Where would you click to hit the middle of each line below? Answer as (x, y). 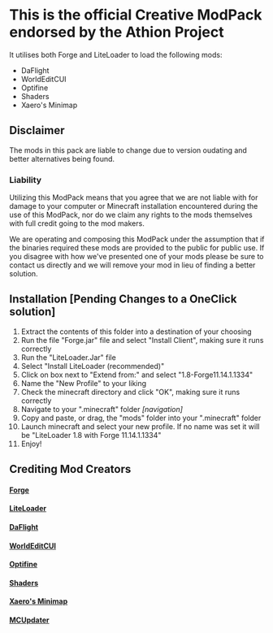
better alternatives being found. (62, 158)
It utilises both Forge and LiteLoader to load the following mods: (116, 54)
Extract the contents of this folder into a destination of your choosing (136, 332)
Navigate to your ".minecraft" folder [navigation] (102, 409)
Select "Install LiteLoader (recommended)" (93, 366)
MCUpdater (29, 620)
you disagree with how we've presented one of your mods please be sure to (136, 257)
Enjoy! (31, 444)
